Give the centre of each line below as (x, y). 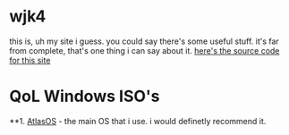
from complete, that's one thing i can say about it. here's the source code (144, 50)
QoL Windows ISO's (85, 97)
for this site (30, 60)
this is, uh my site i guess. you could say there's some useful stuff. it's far (144, 41)
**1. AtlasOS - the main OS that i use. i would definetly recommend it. (138, 121)
